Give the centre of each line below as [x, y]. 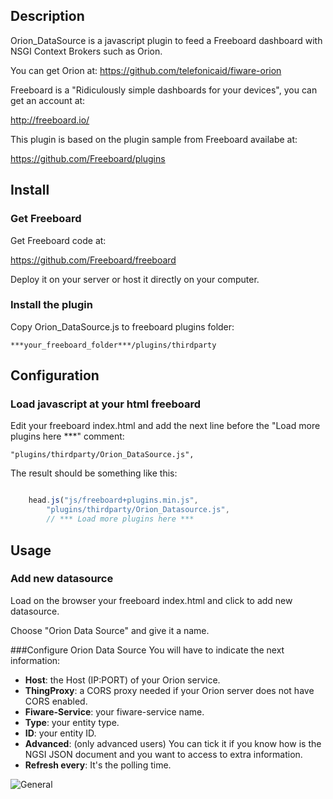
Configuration [55, 375]
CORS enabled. [56, 701]
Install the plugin [51, 305]
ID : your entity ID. [60, 733]
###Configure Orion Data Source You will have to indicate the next [147, 650]
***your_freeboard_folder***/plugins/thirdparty [113, 345]
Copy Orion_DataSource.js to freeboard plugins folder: [122, 326]
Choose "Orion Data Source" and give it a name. [110, 630]
